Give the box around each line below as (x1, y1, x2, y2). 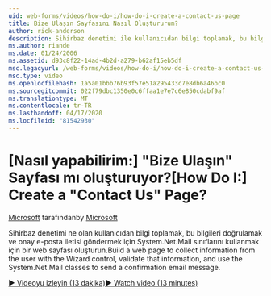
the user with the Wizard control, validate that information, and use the (8, 253, 244, 263)
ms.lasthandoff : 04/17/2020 (8, 110, 103, 118)
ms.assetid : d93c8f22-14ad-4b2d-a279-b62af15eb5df (8, 57, 182, 65)
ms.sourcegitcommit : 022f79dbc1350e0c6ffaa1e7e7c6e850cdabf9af (8, 86, 226, 95)
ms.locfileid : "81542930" (8, 117, 95, 125)
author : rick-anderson (8, 27, 85, 35)
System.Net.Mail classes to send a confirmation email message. (8, 262, 221, 272)
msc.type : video (8, 72, 63, 80)
